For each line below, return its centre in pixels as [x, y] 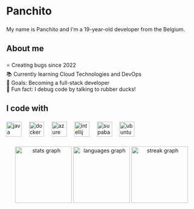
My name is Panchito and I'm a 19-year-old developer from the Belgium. [96, 30]
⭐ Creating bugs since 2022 [41, 65]
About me [25, 48]
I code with [27, 108]
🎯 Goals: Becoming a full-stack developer [58, 83]
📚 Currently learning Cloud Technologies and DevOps [74, 74]
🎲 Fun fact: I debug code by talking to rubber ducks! [71, 89]
